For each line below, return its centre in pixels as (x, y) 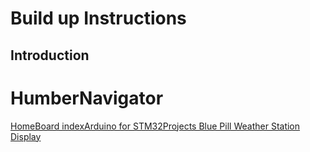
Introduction (50, 55)
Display (26, 136)
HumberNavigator (87, 98)
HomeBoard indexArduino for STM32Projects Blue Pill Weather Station (155, 126)
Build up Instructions (98, 18)
